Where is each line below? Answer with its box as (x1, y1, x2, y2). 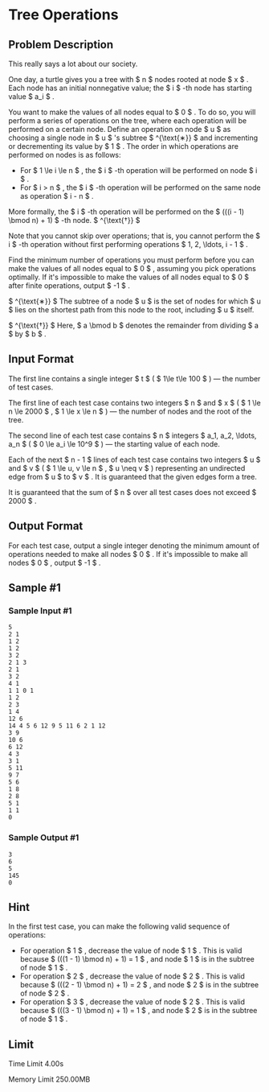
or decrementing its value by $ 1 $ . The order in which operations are (8, 142, 239, 150)
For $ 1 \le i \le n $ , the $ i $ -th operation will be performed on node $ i (19, 166, 258, 175)
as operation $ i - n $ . (19, 192, 94, 200)
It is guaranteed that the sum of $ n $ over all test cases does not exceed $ (8, 487, 257, 497)
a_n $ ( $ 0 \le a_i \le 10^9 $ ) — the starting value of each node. (8, 439, 221, 448)
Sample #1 (8, 581, 62, 595)
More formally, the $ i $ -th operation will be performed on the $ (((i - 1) (8, 207, 245, 216)
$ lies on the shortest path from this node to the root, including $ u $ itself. (8, 305, 255, 315)
